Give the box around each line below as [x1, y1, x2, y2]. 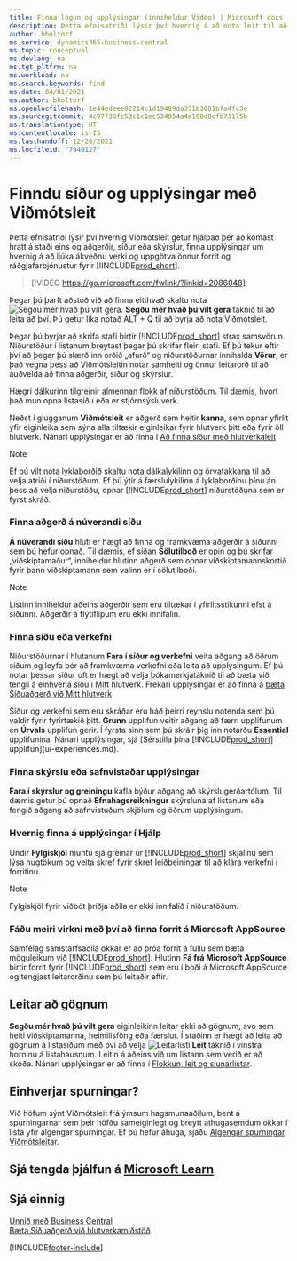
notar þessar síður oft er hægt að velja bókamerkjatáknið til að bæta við [9, 670, 270, 681]
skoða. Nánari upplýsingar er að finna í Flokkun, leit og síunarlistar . [9, 1058, 253, 1069]
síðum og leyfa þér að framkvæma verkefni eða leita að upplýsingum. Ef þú [9, 660, 284, 671]
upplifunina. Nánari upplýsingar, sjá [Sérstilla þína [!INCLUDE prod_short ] [9, 734, 274, 745]
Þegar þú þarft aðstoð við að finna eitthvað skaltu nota [9, 294, 207, 305]
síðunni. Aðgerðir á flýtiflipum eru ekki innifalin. [9, 608, 181, 619]
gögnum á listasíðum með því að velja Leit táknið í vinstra [9, 1039, 262, 1050]
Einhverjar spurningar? [9, 1084, 139, 1099]
